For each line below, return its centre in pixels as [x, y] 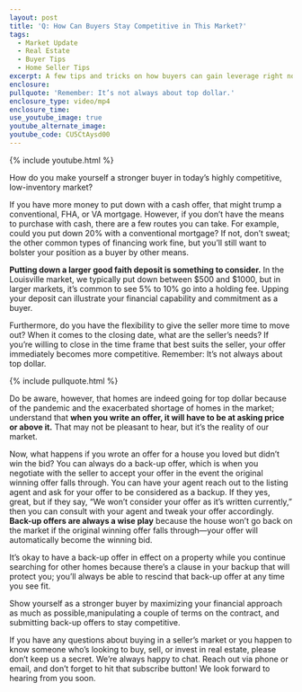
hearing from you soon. [53, 678]
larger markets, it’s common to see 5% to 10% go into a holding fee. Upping [149, 288]
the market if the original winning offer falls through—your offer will [134, 530]
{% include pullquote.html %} [64, 381]
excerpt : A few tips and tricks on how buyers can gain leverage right [146, 76]
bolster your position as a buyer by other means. [99, 252]
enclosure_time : [40, 110]
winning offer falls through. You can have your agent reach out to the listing [149, 483]
